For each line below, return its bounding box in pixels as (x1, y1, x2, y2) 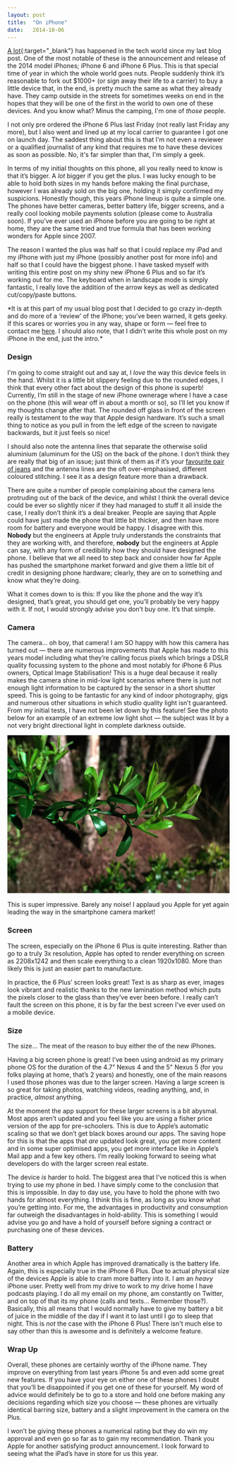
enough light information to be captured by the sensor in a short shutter (7, 683, 216, 692)
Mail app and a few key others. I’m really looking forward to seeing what (7, 1152, 217, 1160)
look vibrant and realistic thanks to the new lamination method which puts (7, 985, 221, 994)
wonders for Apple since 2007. (7, 232, 97, 241)
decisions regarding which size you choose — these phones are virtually (7, 1398, 219, 1407)
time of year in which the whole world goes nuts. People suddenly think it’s (7, 69, 225, 78)
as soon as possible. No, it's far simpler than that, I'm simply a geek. (7, 151, 206, 159)
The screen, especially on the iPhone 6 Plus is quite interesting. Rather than (7, 942, 227, 950)
